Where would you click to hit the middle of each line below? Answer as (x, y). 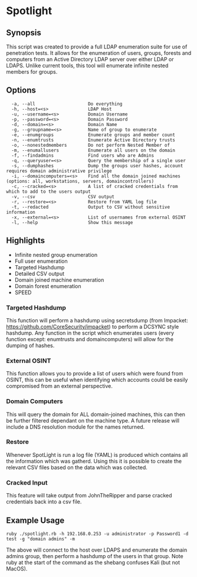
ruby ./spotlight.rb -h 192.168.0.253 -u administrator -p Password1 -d (97, 534)
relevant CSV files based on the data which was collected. (77, 467)
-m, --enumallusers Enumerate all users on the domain (93, 150)
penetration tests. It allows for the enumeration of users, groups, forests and (99, 53)
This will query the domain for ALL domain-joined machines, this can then (96, 414)
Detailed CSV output (40, 273)
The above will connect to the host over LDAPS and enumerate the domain (97, 550)
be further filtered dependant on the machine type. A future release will (93, 420)
